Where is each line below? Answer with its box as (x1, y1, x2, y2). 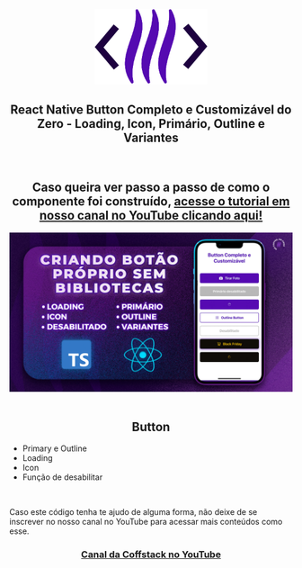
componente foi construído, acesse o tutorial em (12, 194, 290, 210)
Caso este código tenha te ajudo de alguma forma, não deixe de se (9, 507, 258, 518)
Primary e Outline (22, 443, 87, 454)
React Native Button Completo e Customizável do (10, 102, 292, 117)
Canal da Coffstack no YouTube (80, 548, 222, 561)
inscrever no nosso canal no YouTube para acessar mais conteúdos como (9, 517, 283, 527)
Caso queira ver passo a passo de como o (31, 180, 271, 195)
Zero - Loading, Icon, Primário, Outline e (37, 116, 265, 131)
